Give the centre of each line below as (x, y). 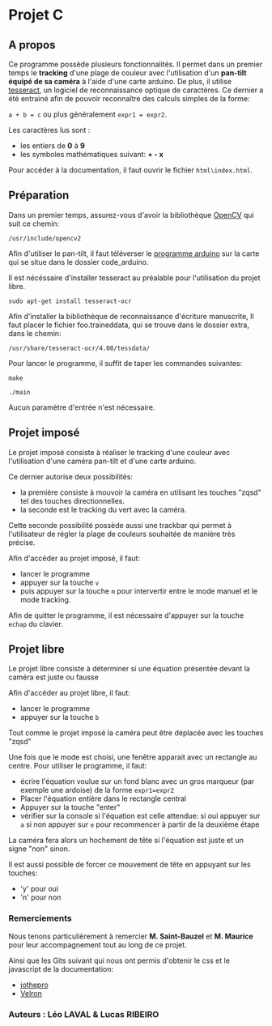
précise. (22, 542)
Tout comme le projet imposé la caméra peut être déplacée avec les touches (136, 733)
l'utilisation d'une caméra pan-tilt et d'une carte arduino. (102, 461)
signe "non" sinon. (39, 849)
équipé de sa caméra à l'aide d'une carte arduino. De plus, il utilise (120, 81)
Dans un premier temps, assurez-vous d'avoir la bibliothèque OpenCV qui (132, 215)
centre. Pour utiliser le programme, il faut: (78, 766)
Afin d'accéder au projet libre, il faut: (70, 693)
